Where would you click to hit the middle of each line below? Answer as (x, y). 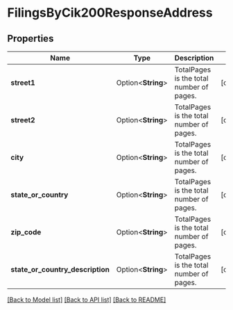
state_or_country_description (60, 269)
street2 (23, 120)
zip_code (26, 232)
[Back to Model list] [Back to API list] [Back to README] (87, 300)
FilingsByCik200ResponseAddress (110, 13)
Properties (31, 39)
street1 (23, 83)
